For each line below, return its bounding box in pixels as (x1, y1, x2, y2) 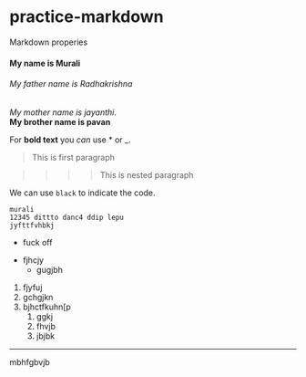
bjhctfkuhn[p (22, 301, 71, 312)
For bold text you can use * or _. (9, 134, 131, 145)
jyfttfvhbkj (9, 221, 55, 230)
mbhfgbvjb (9, 356, 50, 367)
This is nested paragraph (99, 169, 194, 180)
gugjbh (36, 264, 64, 275)
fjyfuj (22, 281, 43, 293)
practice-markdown (9, 6, 164, 27)
